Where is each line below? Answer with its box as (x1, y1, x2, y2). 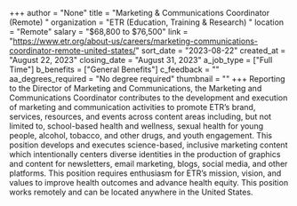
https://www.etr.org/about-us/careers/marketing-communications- (12, 36, 259, 46)
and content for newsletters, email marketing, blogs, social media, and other (9, 159, 288, 169)
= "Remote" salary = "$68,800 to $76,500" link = (9, 27, 189, 36)
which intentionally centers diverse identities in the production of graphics (9, 149, 281, 159)
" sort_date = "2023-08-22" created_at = (135, 45, 286, 56)
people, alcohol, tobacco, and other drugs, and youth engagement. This (9, 131, 273, 140)
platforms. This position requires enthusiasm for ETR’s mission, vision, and (9, 168, 282, 178)
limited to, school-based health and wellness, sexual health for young (9, 121, 264, 131)
